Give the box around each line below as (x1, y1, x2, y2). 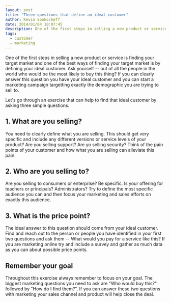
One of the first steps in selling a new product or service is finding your (5, 54, 154, 61)
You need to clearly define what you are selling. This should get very (5, 130, 149, 136)
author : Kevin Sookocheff (5, 17, 60, 22)
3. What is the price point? (5, 211, 91, 220)
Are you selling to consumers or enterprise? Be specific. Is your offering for (5, 180, 163, 186)
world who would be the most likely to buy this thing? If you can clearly (5, 71, 154, 77)
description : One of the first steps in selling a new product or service (5, 26, 167, 32)
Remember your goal (5, 261, 73, 270)
